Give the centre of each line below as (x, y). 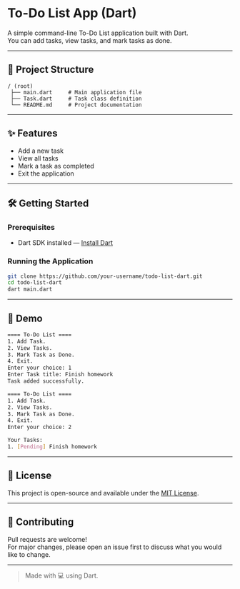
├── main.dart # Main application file (76, 92)
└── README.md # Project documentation (76, 105)
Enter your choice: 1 (40, 368)
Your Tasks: (25, 441)
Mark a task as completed (56, 166)
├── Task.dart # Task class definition (76, 99)
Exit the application (46, 173)
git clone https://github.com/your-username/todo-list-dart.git (105, 276)
